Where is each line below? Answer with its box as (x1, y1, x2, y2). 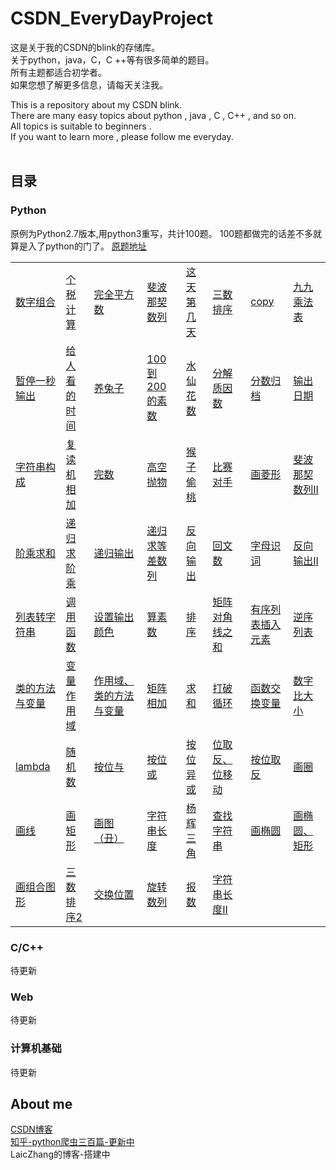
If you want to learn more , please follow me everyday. (10, 130, 234, 142)
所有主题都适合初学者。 (10, 66, 107, 78)
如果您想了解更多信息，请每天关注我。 (10, 78, 168, 91)
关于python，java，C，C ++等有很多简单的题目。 (10, 53, 215, 66)
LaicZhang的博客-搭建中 (10, 1148, 111, 1161)
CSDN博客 (10, 1123, 53, 1136)
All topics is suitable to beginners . (10, 120, 152, 132)
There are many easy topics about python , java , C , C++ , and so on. (10, 109, 297, 121)
